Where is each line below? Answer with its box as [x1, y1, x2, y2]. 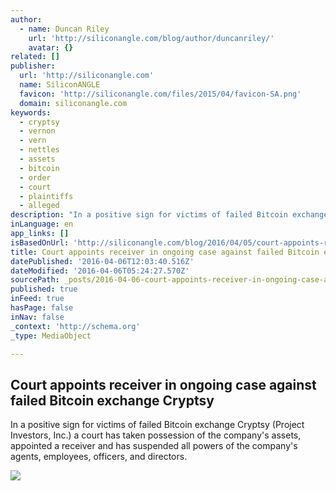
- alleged [19, 201, 60, 211]
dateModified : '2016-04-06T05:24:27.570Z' [10, 266, 190, 276]
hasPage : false [10, 303, 74, 313]
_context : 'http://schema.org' [10, 321, 141, 331]
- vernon [19, 126, 56, 136]
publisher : [10, 61, 56, 71]
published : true [10, 284, 78, 295]
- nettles [19, 145, 60, 155]
